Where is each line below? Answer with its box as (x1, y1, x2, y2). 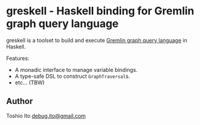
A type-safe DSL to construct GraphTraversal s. (14, 72, 130, 80)
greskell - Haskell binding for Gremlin (6, 4, 195, 18)
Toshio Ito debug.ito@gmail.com (6, 112, 86, 119)
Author (6, 96, 33, 106)
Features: (6, 54, 30, 62)
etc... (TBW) (14, 79, 45, 86)
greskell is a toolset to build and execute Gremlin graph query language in (6, 36, 187, 44)
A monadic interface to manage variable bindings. (14, 66, 138, 73)
